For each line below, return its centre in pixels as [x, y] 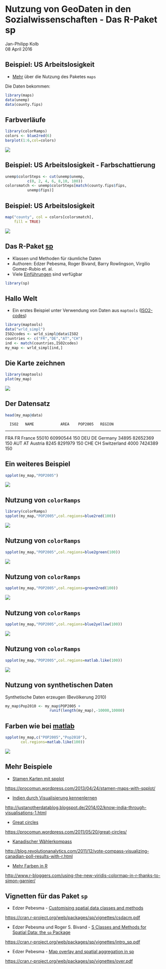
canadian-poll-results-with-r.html [39, 856]
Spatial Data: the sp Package [41, 932]
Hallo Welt [21, 299]
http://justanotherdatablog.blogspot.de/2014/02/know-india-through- [76, 807]
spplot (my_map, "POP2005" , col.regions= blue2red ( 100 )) [61, 516]
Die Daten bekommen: [28, 86]
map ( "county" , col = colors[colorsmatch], [49, 217]
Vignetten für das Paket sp [46, 896]
